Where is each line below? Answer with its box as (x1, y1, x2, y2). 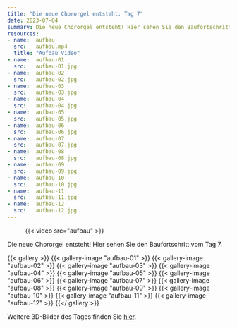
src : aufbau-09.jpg (13, 167, 78, 175)
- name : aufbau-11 (7, 188, 65, 195)
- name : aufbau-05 (7, 109, 65, 116)
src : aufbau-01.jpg (13, 63, 78, 70)
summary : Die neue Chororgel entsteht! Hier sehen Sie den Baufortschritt (7, 23, 232, 30)
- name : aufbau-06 (7, 121, 65, 129)
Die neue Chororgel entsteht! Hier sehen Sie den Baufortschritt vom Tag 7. (7, 240, 223, 248)
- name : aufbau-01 (7, 56, 65, 63)
